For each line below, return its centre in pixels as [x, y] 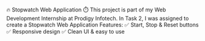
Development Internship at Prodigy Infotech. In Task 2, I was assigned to [98, 18]
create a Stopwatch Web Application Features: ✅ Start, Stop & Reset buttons [102, 25]
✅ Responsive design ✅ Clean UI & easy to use [65, 31]
